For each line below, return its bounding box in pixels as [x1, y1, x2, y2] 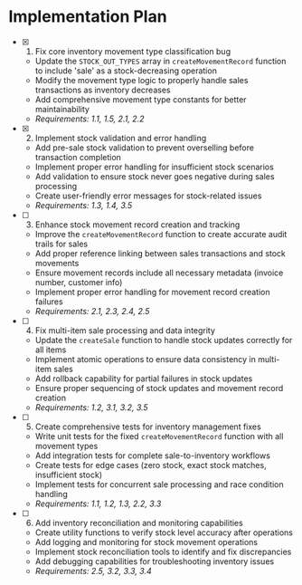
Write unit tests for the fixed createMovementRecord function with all [34, 430, 284, 441]
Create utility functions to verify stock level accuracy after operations [34, 527, 293, 538]
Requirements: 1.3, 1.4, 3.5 [34, 199, 133, 210]
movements [34, 257, 80, 268]
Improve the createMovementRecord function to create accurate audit [34, 228, 288, 239]
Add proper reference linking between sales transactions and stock [34, 247, 287, 259]
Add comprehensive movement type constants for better [34, 93, 247, 105]
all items [34, 344, 67, 355]
